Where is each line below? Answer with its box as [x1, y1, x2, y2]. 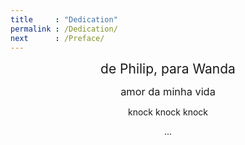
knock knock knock [128, 106, 208, 118]
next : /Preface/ [10, 33, 105, 43]
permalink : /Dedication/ [10, 24, 118, 34]
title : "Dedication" [10, 14, 118, 25]
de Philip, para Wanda [100, 61, 236, 78]
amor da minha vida [120, 85, 216, 99]
